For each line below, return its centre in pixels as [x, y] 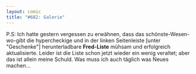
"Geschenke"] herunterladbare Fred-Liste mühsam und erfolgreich [88, 46]
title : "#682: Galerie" [36, 17]
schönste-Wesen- [168, 34]
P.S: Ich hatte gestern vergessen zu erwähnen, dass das [75, 34]
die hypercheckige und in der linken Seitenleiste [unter [94, 40]
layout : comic [24, 12]
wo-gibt [16, 40]
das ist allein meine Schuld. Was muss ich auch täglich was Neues [87, 59]
